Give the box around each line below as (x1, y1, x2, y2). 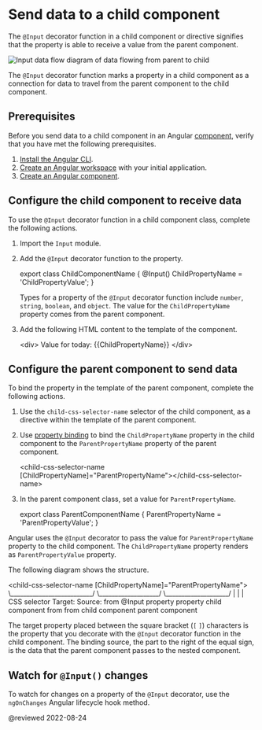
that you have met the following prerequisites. (8, 139, 157, 149)
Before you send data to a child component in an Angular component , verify (8, 131, 254, 140)
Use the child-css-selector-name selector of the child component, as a (19, 407, 251, 416)
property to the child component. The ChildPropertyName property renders (8, 541, 249, 551)
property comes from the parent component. (19, 309, 165, 319)
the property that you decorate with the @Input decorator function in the (8, 629, 242, 639)
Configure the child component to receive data (8, 194, 242, 208)
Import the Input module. (19, 238, 101, 248)
